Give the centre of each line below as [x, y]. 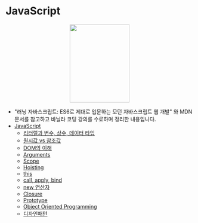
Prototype [35, 200]
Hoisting [33, 167]
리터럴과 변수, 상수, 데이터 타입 [59, 133]
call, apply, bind [42, 180]
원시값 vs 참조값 [42, 140]
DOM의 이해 [37, 148]
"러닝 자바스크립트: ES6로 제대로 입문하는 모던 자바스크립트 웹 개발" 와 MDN [103, 111]
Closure [33, 194]
